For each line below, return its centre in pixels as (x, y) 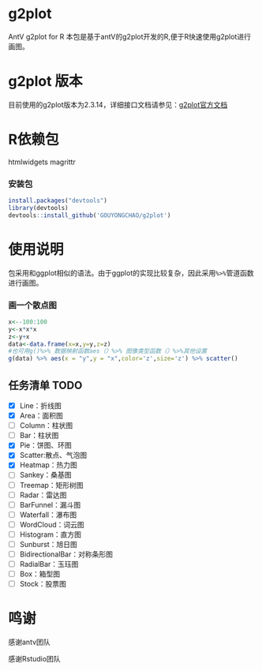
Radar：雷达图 (43, 495)
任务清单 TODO (45, 385)
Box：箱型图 (40, 574)
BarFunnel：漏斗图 (50, 504)
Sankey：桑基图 (46, 475)
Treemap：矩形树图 (52, 485)
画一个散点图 (33, 305)
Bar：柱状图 (39, 436)
